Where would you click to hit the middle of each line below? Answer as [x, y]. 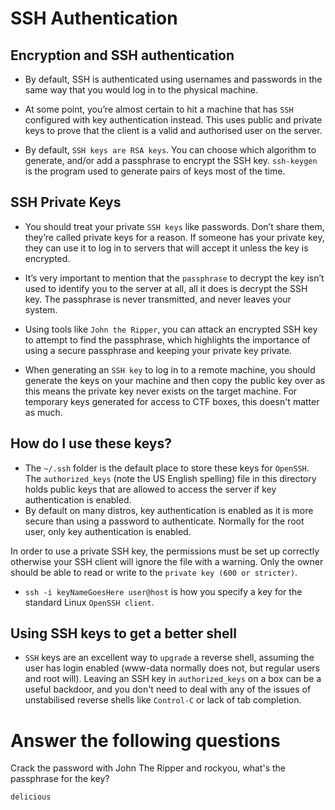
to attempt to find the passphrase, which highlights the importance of [167, 339]
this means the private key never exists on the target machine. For [161, 391]
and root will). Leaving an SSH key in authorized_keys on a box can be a [173, 679]
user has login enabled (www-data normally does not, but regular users [172, 668]
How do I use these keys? [91, 443]
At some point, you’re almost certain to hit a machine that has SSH [159, 109]
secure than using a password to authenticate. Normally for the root [164, 521]
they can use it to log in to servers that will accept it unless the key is [166, 248]
